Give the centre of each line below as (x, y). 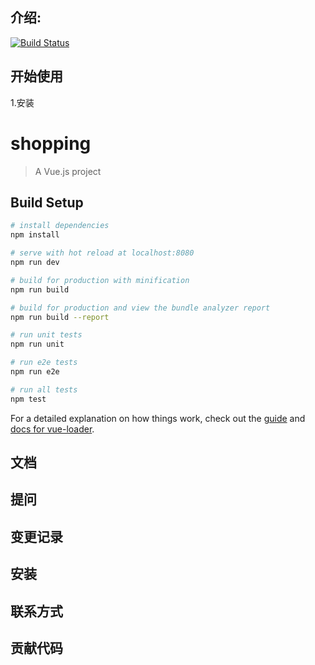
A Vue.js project (68, 171)
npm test (28, 399)
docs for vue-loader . (52, 429)
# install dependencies (60, 226)
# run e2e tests (44, 363)
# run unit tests (46, 335)
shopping (51, 143)
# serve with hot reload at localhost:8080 (102, 253)
